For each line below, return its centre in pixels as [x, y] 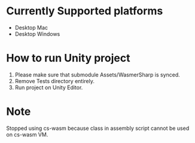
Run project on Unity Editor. [49, 87]
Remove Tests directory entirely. [54, 81]
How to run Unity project [68, 58]
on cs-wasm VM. [27, 134]
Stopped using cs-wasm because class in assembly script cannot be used [98, 128]
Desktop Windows [37, 34]
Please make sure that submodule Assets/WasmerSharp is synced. [97, 74]
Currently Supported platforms [85, 11]
